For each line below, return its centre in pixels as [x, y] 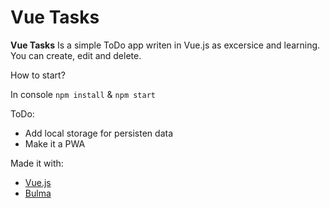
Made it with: [37, 163]
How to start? [38, 75]
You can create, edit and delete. [76, 55]
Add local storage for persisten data [98, 133]
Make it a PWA [55, 143]
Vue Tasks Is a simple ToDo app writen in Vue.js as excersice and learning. [165, 45]
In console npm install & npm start [83, 94]
